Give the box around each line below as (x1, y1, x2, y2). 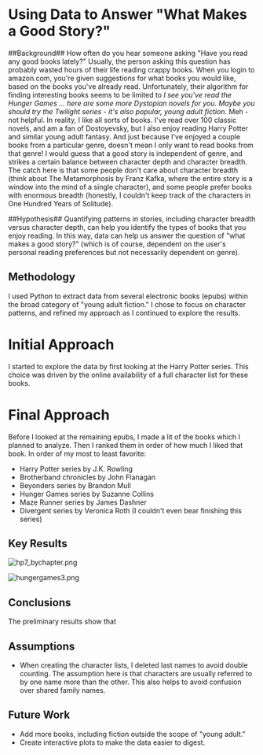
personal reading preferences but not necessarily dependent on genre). (8, 247, 240, 257)
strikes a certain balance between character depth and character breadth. (8, 157, 247, 166)
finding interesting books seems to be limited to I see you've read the (8, 90, 232, 99)
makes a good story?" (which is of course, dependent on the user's (8, 239, 226, 249)
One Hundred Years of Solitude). (8, 198, 114, 208)
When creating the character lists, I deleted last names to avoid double (19, 661, 249, 670)
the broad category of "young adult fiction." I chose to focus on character (8, 299, 246, 309)
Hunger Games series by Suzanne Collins (19, 489, 155, 498)
